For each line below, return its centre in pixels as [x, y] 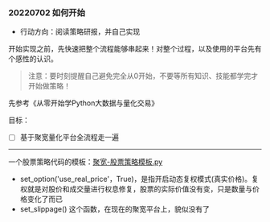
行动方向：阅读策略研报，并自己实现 [80, 32]
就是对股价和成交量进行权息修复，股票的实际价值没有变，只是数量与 [140, 189]
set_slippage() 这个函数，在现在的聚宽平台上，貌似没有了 [115, 209]
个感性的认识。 [33, 59]
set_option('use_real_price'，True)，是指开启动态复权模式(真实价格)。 [135, 179]
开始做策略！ [49, 86]
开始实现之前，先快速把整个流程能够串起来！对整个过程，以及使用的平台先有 [135, 49]
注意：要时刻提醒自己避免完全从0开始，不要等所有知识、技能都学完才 [143, 76]
